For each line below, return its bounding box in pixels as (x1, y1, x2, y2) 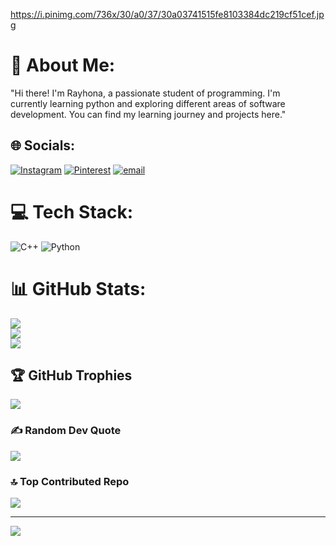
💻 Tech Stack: (10, 200, 134, 223)
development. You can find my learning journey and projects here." (10, 108, 287, 120)
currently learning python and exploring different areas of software (10, 97, 286, 109)
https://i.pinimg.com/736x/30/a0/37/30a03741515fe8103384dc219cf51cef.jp (10, 9, 325, 20)
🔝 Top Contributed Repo (10, 474, 130, 488)
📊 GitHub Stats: (10, 277, 147, 300)
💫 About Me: (10, 54, 116, 77)
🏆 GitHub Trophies (10, 367, 133, 384)
